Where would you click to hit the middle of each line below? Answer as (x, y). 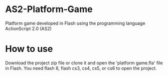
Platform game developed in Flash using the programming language (75, 23)
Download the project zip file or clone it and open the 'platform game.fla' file (84, 63)
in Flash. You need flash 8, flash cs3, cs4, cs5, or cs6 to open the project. (81, 68)
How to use (29, 49)
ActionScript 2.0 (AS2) (28, 28)
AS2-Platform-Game (49, 9)
